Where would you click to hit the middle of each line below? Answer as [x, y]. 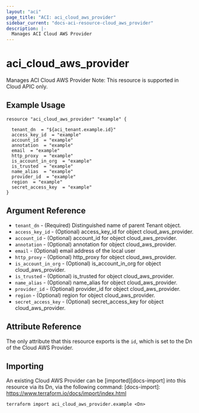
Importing [25, 366]
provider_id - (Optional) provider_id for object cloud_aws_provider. [98, 289]
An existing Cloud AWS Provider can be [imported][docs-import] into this [96, 381]
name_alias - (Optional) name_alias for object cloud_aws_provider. [96, 283]
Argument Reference [46, 211]
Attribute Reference [44, 327]
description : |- [26, 28]
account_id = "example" [42, 140]
